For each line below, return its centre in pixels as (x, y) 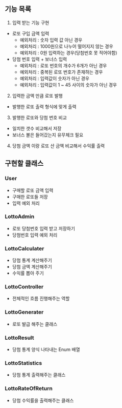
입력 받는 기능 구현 (31, 23)
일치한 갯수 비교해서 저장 (37, 128)
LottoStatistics (23, 363)
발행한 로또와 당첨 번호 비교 (40, 118)
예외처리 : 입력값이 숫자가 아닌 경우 (55, 78)
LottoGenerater (24, 312)
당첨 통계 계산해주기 (32, 260)
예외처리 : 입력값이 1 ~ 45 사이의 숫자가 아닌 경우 (68, 85)
